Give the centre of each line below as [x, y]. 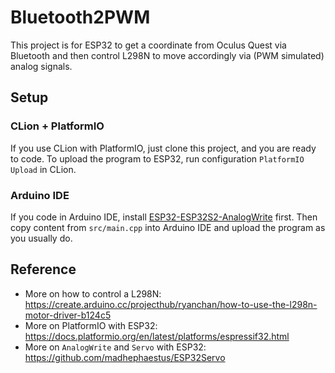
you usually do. [41, 238]
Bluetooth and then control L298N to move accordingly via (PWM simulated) [167, 55]
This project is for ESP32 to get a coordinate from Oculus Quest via [148, 45]
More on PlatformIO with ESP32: [91, 325]
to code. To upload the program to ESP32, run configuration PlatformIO [157, 158]
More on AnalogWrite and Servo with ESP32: [115, 347]
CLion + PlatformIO [57, 126]
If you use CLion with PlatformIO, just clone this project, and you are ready [163, 148]
